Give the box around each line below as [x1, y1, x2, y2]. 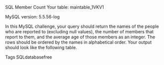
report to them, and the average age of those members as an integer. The [5, 34, 155, 40]
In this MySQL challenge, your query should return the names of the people [5, 23, 160, 29]
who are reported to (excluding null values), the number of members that [5, 29, 154, 34]
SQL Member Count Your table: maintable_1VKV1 [5, 4, 104, 10]
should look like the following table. [5, 45, 77, 50]
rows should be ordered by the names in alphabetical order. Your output [5, 39, 152, 45]
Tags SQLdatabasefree [5, 54, 52, 60]
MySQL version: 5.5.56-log [5, 14, 60, 19]
